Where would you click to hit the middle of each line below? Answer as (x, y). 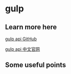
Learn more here (31, 27)
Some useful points (35, 65)
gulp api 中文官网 (23, 49)
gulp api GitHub (21, 39)
